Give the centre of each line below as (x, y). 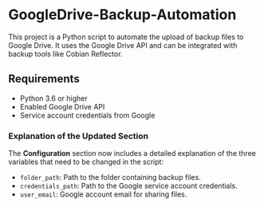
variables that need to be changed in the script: (86, 162)
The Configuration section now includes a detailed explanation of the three (132, 153)
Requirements (44, 79)
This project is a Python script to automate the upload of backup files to (126, 37)
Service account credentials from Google (87, 115)
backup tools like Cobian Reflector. (65, 54)
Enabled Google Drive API (62, 106)
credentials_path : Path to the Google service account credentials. (128, 186)
